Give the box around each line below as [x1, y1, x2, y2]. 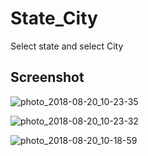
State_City [10, 7, 98, 30]
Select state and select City [10, 40, 124, 52]
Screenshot [10, 69, 85, 86]
